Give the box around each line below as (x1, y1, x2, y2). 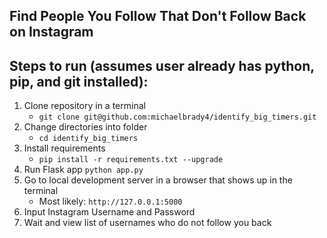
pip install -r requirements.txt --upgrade (38, 155, 224, 165)
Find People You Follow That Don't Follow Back (9, 8, 307, 25)
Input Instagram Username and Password (23, 206, 196, 218)
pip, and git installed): (9, 73, 149, 90)
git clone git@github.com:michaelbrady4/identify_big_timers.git (38, 112, 317, 123)
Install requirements (23, 142, 106, 154)
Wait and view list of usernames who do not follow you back (23, 217, 272, 229)
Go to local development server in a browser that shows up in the (23, 174, 293, 186)
